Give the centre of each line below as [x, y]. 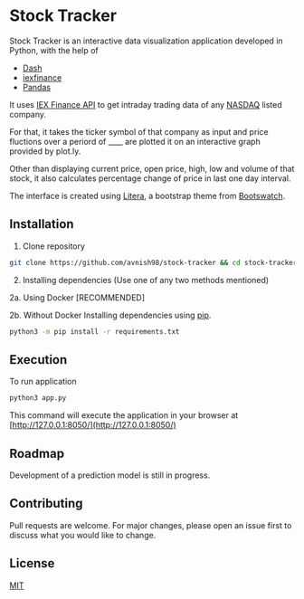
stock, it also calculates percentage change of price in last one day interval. [150, 178]
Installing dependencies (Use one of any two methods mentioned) [146, 280]
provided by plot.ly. [45, 151]
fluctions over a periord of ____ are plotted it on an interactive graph [135, 141]
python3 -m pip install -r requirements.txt [95, 331]
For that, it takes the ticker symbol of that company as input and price [139, 131]
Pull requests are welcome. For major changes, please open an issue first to [151, 525]
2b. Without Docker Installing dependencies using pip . [110, 315]
